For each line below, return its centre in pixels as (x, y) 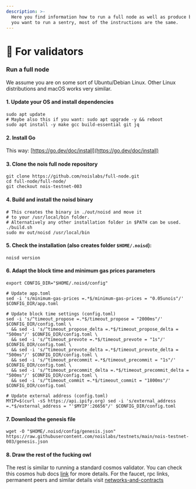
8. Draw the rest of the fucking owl (49, 454)
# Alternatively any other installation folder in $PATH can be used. (94, 222)
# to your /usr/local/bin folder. (48, 217)
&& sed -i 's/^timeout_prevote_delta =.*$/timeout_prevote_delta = (95, 350)
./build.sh (19, 227)
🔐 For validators (45, 51)
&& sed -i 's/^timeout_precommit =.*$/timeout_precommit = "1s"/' (94, 360)
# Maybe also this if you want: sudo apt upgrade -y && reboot (85, 120)
